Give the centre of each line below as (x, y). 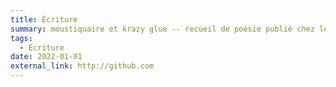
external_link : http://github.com (82, 66)
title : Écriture (44, 19)
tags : (21, 38)
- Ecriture (42, 47)
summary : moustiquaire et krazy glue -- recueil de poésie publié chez (162, 29)
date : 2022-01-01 (46, 57)
